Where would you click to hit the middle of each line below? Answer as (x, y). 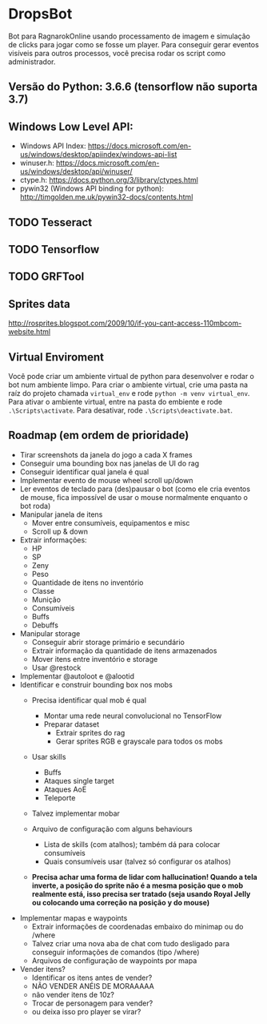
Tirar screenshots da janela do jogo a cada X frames (106, 454)
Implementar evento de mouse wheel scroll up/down (106, 480)
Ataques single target (79, 780)
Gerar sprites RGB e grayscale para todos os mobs (139, 741)
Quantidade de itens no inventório (88, 583)
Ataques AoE (65, 789)
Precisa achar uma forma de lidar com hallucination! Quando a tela (144, 877)
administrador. (32, 62)
